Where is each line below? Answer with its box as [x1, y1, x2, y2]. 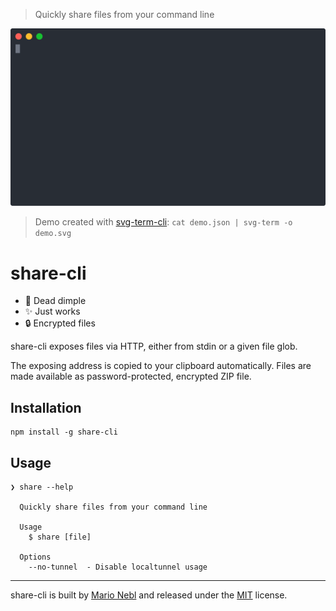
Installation [10, 399, 82, 416]
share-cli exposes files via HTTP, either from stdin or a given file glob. [10, 340, 298, 353]
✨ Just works [24, 305, 81, 318]
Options [19, 552, 52, 563]
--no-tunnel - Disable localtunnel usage [28, 562, 208, 573]
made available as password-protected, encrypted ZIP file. [10, 370, 252, 383]
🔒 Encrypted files [24, 317, 96, 329]
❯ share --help [10, 482, 74, 493]
